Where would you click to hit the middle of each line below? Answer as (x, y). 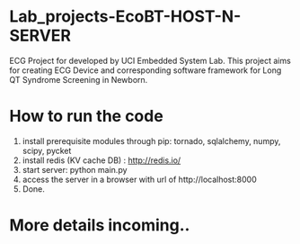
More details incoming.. (100, 226)
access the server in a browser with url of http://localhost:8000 (140, 179)
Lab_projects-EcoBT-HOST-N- (125, 17)
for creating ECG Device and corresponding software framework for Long (146, 70)
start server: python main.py (75, 169)
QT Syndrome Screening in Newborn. (79, 79)
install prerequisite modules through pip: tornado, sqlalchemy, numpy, (151, 140)
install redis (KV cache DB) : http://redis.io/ (101, 160)
